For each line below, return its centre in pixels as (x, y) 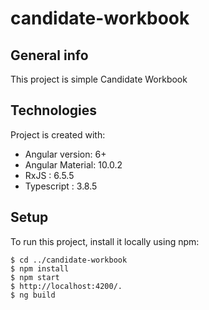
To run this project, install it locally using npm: (105, 241)
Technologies (54, 110)
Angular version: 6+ (65, 154)
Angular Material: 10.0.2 (73, 164)
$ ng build (33, 295)
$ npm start (35, 277)
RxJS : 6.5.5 (49, 175)
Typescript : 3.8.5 (61, 186)
